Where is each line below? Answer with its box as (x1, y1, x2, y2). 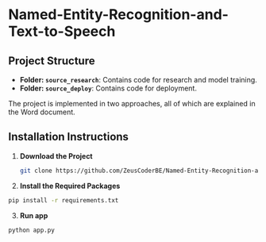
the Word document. (8, 107, 75, 117)
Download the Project (19, 151, 93, 160)
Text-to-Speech (8, 22, 116, 40)
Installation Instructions (8, 130, 129, 144)
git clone (19, 167, 53, 175)
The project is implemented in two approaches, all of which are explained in (8, 99, 256, 108)
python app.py (8, 226, 56, 234)
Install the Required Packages (19, 181, 121, 190)
